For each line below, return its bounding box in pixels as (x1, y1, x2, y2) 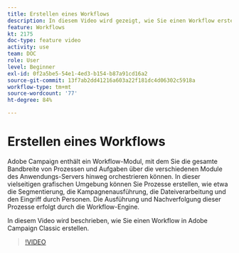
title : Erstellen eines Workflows (7, 10, 110, 18)
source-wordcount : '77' (7, 90, 78, 97)
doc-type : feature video (7, 37, 81, 44)
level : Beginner (7, 63, 55, 71)
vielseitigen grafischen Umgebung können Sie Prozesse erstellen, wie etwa (7, 180, 228, 188)
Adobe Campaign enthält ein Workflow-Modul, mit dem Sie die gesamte (7, 157, 218, 165)
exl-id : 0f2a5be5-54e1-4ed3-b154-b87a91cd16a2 (7, 70, 148, 77)
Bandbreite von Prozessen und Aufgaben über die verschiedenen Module (7, 165, 223, 173)
